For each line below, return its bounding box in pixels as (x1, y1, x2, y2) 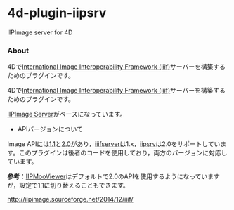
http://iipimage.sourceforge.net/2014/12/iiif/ (7, 195, 134, 204)
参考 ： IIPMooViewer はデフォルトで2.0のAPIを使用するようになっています (7, 172, 220, 181)
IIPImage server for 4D (7, 28, 73, 37)
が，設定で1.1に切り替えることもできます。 (7, 181, 129, 190)
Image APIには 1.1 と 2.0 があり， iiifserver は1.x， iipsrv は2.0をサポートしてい (7, 140, 221, 148)
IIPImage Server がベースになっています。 (7, 110, 126, 119)
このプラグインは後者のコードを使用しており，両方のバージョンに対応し (18, 149, 228, 157)
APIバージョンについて (17, 125, 83, 133)
